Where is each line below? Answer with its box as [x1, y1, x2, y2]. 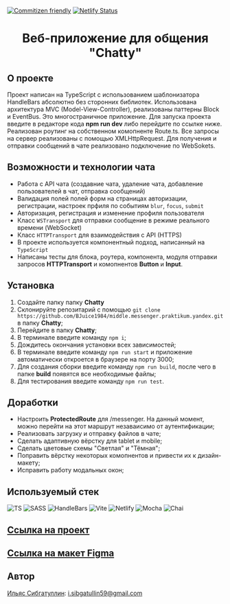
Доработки [7, 397, 58, 408]
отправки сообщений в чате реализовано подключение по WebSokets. [7, 141, 216, 150]
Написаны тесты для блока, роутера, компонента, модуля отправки [16, 253, 218, 261]
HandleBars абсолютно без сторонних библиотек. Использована [7, 98, 197, 106]
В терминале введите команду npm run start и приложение [16, 347, 193, 356]
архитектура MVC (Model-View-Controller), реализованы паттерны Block [7, 105, 220, 113]
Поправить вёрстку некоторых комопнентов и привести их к [16, 452, 197, 460]
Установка [7, 280, 55, 292]
